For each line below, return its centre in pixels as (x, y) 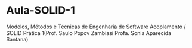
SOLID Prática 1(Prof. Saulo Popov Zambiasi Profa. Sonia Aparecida (89, 33)
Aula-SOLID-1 (41, 10)
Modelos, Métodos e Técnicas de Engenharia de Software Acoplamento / (96, 27)
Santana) (17, 39)
